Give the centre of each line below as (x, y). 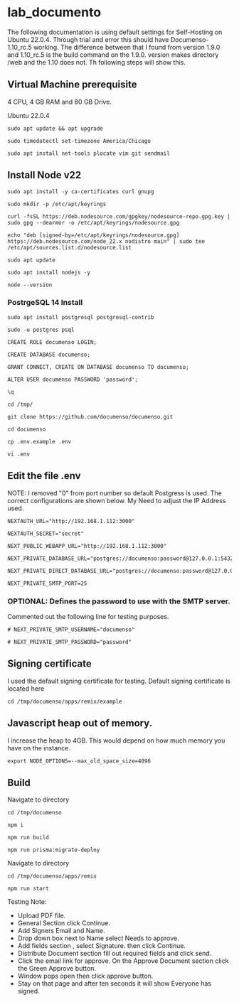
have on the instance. (39, 748)
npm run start (28, 889)
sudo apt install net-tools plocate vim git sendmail (89, 153)
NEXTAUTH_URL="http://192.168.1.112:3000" (71, 521)
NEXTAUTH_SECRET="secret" (46, 534)
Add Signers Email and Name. (61, 931)
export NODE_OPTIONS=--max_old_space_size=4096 (79, 761)
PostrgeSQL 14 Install (45, 303)
